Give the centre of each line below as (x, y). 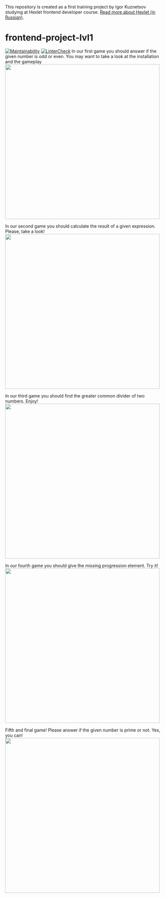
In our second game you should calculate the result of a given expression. (80, 226)
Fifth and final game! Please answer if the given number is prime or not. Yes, (83, 730)
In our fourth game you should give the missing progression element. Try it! (82, 566)
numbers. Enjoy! (22, 401)
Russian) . (15, 17)
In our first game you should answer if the (114, 51)
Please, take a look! (25, 231)
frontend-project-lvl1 (49, 37)
